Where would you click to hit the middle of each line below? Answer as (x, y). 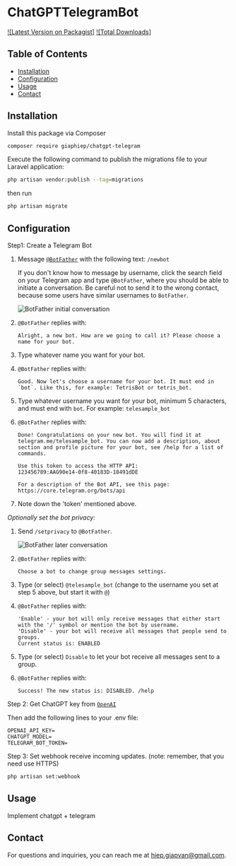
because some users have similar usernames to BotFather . (103, 295)
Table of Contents (48, 54)
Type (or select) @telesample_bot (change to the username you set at (118, 585)
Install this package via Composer (57, 133)
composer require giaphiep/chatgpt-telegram (74, 146)
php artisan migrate (38, 206)
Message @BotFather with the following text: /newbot (93, 259)
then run (20, 193)
